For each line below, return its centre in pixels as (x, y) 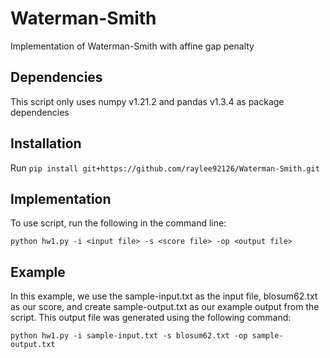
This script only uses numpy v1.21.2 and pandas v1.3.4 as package (147, 101)
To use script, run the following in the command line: (118, 223)
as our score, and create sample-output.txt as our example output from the (165, 307)
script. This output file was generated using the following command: (151, 318)
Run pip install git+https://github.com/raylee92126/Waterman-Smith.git (165, 168)
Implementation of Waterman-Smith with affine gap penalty (132, 46)
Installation (46, 143)
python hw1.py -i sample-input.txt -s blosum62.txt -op (129, 336)
